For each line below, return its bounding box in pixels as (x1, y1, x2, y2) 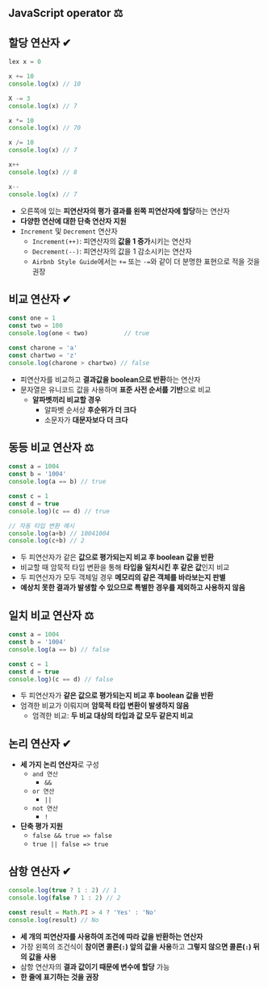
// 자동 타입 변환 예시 (8, 522, 75, 530)
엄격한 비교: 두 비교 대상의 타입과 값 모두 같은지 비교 (31, 710, 194, 721)
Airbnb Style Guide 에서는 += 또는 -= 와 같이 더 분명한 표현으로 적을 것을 (31, 256, 261, 266)
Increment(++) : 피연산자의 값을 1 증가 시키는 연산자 (31, 236, 192, 245)
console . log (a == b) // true (8, 478, 107, 486)
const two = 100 (8, 322, 63, 330)
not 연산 (31, 805, 59, 813)
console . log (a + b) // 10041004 (8, 529, 111, 538)
